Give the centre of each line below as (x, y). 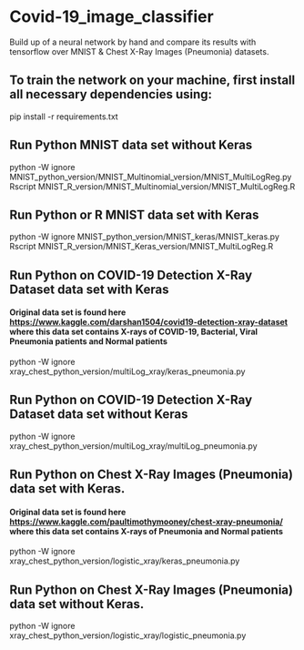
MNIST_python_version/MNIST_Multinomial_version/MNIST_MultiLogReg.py (151, 177)
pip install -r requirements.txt (64, 117)
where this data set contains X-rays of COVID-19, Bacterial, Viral (133, 332)
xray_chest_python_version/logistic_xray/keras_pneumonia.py (125, 561)
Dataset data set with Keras (89, 289)
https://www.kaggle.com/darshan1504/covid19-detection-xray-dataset (149, 322)
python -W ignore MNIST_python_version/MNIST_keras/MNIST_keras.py (145, 237)
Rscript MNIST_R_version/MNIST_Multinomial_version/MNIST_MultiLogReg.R (152, 186)
